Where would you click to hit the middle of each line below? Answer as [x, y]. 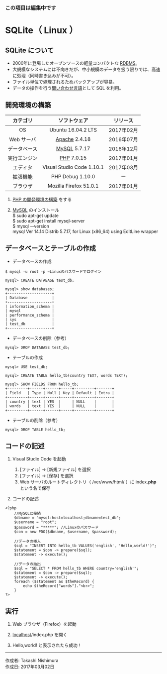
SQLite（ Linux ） [42, 30]
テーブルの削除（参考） [36, 420]
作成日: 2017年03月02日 [30, 667]
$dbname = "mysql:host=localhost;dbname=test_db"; [68, 518]
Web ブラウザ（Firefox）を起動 [44, 624]
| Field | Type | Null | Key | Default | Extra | [60, 393]
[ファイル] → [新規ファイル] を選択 [55, 469]
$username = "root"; [35, 522]
